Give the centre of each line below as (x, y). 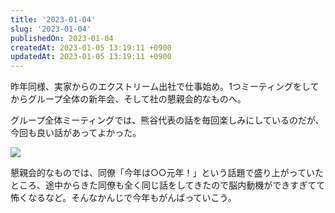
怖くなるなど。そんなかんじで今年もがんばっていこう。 (123, 198)
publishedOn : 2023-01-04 (62, 38)
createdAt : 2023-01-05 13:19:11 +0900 (91, 47)
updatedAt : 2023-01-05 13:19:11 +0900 (91, 57)
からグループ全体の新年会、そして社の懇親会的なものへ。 (128, 99)
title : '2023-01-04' (53, 19)
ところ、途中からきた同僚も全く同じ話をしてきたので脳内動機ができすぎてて (168, 185)
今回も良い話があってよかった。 (76, 133)
